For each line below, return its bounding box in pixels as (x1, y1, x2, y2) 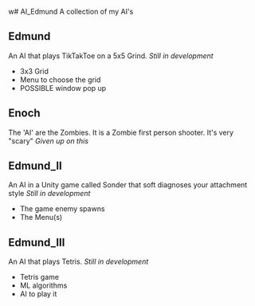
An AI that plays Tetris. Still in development (8, 257, 149, 266)
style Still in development (8, 189, 91, 198)
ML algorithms (19, 280, 68, 290)
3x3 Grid (19, 66, 49, 76)
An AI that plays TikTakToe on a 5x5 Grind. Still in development (8, 51, 214, 61)
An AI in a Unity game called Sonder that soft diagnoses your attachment (8, 180, 248, 190)
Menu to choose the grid (19, 75, 101, 84)
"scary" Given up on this (8, 135, 89, 146)
